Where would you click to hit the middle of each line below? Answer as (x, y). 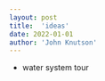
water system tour (55, 68)
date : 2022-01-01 (41, 34)
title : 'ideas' (39, 26)
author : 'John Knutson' (53, 42)
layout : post (33, 17)
